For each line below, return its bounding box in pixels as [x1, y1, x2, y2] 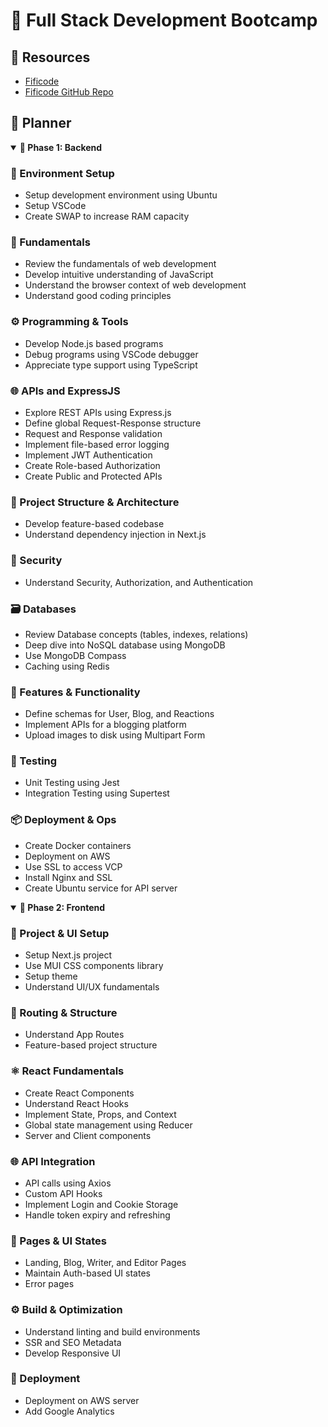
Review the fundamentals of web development [24, 258, 217, 270]
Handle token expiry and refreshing [24, 1209, 171, 1221]
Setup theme [24, 970, 78, 983]
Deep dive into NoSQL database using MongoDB [24, 639, 226, 651]
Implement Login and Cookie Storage [24, 1198, 179, 1210]
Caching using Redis [24, 660, 110, 672]
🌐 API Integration [10, 1154, 96, 1168]
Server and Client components [24, 1129, 152, 1141]
